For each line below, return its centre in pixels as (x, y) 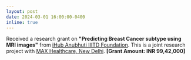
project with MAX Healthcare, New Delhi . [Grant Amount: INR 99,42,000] (96, 51)
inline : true (22, 22)
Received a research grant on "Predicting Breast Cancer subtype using (94, 39)
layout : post (22, 11)
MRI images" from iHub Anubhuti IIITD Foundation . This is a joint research (96, 45)
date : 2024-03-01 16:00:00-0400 (46, 17)
